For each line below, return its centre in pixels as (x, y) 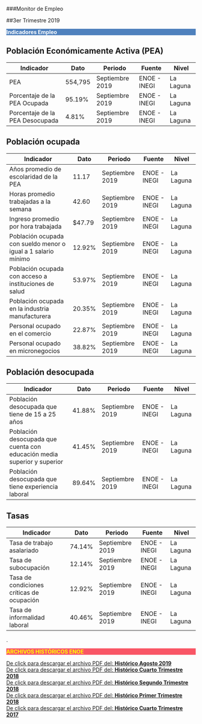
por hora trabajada (35, 226)
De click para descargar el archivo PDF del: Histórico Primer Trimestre (94, 696)
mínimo (20, 259)
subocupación (29, 568)
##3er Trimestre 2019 (33, 20)
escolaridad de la (34, 176)
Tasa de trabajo (31, 543)
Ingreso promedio (34, 218)
